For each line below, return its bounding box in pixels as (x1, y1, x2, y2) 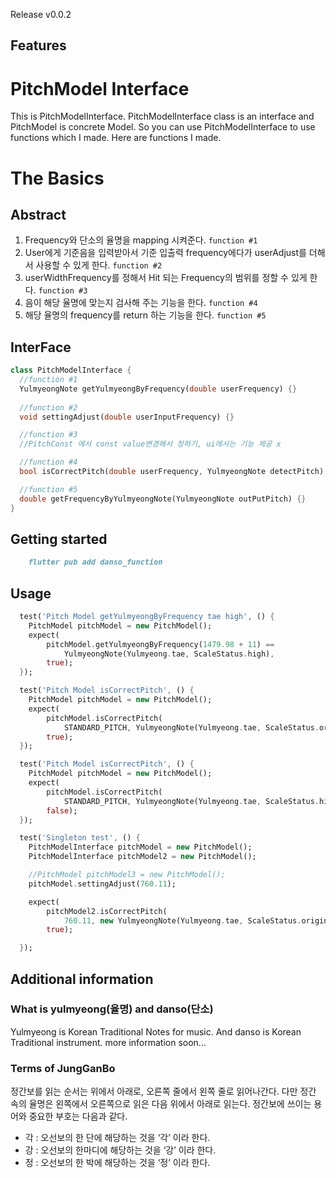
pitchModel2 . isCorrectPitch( (46, 906, 168, 916)
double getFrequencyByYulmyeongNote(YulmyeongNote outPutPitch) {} (19, 494, 307, 504)
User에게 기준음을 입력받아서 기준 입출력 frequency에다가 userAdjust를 (24, 247, 307, 259)
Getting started (10, 530, 108, 548)
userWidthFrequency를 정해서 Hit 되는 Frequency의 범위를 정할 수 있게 (24, 272, 308, 284)
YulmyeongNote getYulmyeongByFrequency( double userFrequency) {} (19, 384, 298, 394)
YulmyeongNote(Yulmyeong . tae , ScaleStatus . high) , (63, 649, 275, 659)
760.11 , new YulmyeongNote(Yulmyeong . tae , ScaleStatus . (63, 915, 302, 926)
